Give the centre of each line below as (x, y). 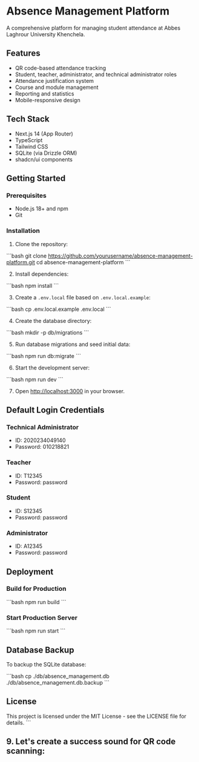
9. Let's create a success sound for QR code (91, 742)
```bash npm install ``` (33, 285)
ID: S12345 (28, 511)
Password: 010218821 (42, 447)
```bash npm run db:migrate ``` (44, 356)
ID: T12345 (28, 475)
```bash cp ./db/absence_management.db (58, 676)
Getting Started (36, 178)
